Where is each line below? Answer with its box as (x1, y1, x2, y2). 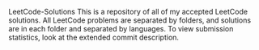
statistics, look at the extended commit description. (8, 32, 180, 42)
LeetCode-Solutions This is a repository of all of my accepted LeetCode (8, 7, 248, 16)
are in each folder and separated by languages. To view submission (8, 24, 234, 33)
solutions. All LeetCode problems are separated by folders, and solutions (8, 15, 252, 25)
